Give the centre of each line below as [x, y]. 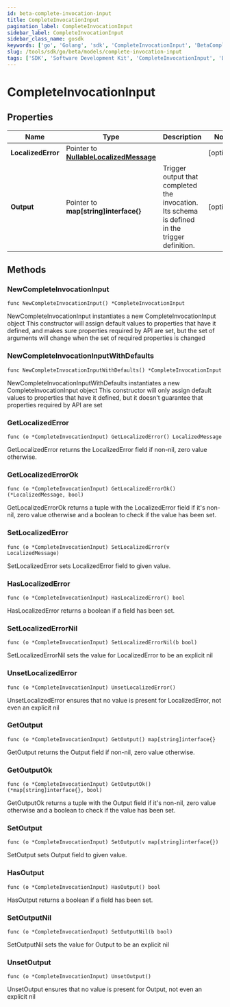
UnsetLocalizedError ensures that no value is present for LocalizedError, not [114, 700]
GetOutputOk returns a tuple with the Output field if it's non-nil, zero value [112, 803]
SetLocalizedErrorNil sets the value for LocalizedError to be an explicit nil [110, 655]
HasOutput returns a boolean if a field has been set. [80, 900]
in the [172, 228]
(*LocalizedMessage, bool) [46, 495]
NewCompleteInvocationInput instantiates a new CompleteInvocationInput [112, 316]
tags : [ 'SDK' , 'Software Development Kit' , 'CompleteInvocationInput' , [111, 58]
